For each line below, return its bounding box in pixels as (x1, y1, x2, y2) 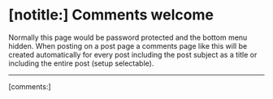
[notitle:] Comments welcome (8, 6, 214, 24)
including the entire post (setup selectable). (8, 58, 154, 68)
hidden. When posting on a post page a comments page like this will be (8, 41, 248, 50)
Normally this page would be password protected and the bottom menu (8, 32, 248, 42)
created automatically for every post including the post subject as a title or (8, 49, 258, 59)
